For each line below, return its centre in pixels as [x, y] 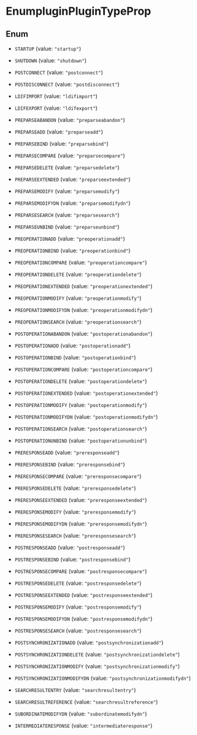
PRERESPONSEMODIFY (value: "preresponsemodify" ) [75, 512]
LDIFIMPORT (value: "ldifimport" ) [56, 96]
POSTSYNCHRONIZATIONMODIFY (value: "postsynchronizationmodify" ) [97, 666]
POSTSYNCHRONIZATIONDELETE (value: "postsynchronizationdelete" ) [97, 654]
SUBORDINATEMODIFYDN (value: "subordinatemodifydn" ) [81, 714]
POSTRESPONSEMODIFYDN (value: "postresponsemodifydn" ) [83, 619]
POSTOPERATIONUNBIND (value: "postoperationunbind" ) [81, 440]
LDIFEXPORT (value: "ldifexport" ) [56, 108]
